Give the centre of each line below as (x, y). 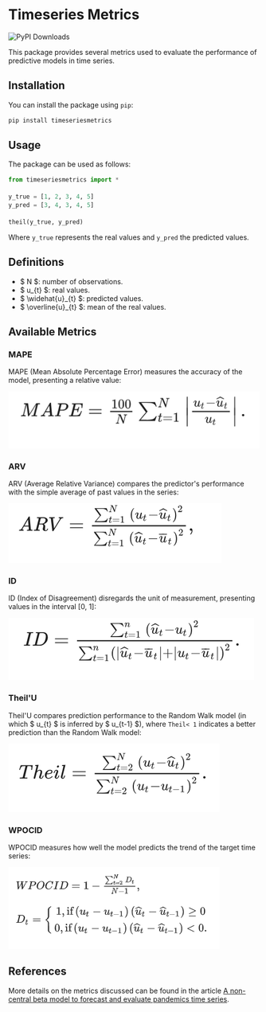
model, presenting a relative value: (65, 381)
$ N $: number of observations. (71, 281)
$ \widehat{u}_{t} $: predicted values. (81, 298)
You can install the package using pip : (71, 104)
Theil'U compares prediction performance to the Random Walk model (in (127, 715)
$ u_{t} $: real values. (55, 290)
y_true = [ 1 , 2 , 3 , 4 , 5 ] (51, 197)
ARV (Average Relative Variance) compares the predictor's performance (126, 484)
